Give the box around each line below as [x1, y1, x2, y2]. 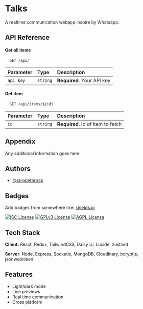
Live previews [12, 288, 41, 294]
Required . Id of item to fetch [57, 121, 122, 128]
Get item [5, 91, 23, 97]
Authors [5, 164, 31, 173]
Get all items [5, 47, 31, 53]
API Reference [5, 33, 50, 42]
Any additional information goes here [5, 150, 80, 156]
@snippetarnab [12, 178, 44, 183]
